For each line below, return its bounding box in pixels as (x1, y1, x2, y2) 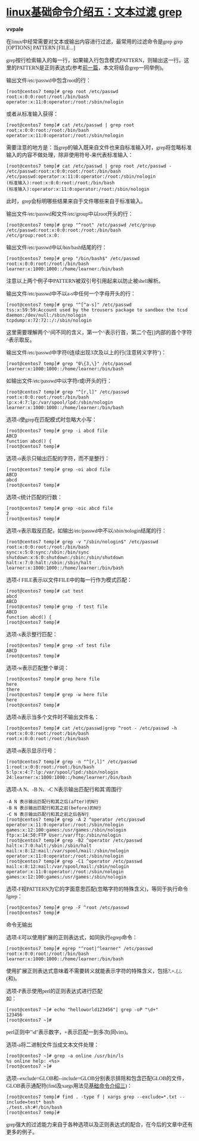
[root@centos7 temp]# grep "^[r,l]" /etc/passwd (6, 389, 129, 395)
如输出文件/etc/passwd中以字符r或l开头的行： (6, 378, 112, 384)
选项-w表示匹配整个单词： (6, 664, 70, 671)
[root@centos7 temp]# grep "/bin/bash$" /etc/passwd (6, 255, 140, 261)
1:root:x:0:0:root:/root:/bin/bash (6, 764, 95, 770)
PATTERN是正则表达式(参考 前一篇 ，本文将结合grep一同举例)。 (16, 64, 167, 71)
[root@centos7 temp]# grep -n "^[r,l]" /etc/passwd (6, 759, 137, 765)
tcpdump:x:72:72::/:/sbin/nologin (6, 317, 92, 323)
